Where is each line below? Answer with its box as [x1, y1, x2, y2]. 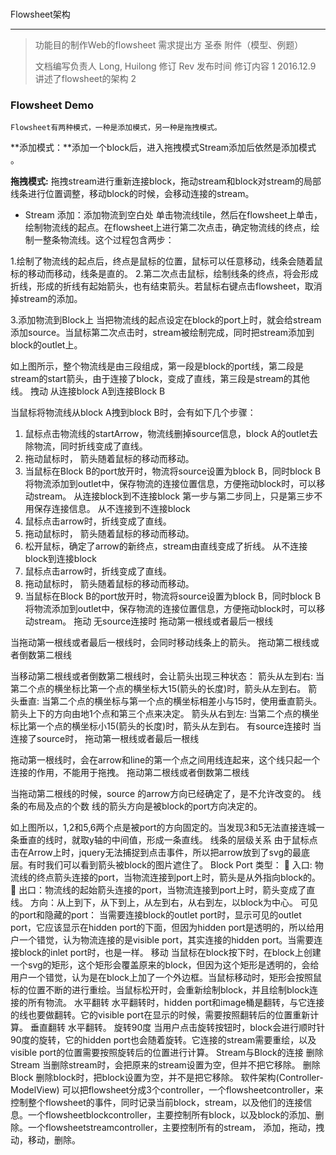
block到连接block [24, 553, 97, 565]
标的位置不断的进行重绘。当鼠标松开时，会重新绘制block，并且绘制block [10, 984, 310, 996]
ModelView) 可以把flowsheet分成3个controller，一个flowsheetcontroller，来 [10, 1084, 324, 1096]
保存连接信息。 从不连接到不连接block [33, 503, 191, 515]
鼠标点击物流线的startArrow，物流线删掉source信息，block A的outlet [24, 428, 310, 440]
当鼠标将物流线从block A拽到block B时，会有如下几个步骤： [10, 407, 257, 419]
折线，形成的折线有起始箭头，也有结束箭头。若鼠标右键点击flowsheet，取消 [10, 280, 323, 292]
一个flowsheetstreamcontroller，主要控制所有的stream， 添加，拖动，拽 [27, 1122, 325, 1134]
